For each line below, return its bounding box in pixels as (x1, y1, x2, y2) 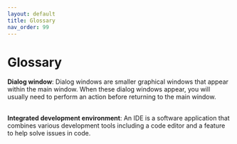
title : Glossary (7, 17, 56, 24)
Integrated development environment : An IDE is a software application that (7, 114, 230, 123)
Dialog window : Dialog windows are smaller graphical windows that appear (7, 77, 229, 86)
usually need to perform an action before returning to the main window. (7, 93, 216, 101)
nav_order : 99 (7, 23, 50, 31)
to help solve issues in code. (7, 129, 91, 138)
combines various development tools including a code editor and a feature (7, 121, 226, 130)
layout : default (7, 10, 56, 18)
